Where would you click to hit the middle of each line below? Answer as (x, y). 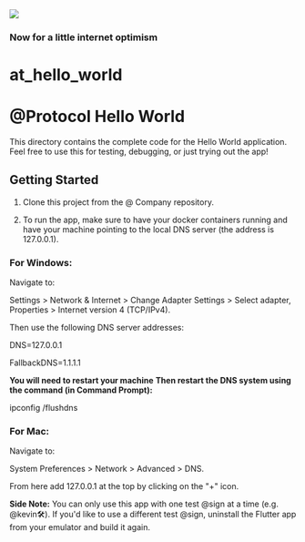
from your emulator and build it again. (80, 527)
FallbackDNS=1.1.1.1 (45, 363)
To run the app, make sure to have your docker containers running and (155, 220)
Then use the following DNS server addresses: (97, 328)
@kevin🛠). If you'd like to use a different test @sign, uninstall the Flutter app (153, 515)
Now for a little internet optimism (83, 37)
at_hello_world (66, 75)
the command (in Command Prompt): (81, 390)
